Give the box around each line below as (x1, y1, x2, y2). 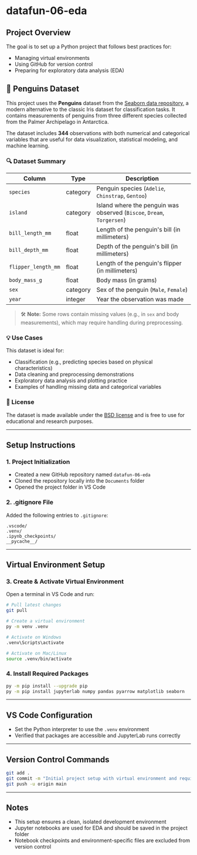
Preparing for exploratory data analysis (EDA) (14, 67, 124, 74)
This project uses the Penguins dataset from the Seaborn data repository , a (6, 99, 189, 106)
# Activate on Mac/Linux (6, 650, 67, 656)
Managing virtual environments (14, 55, 90, 61)
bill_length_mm (9, 230, 52, 237)
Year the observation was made (96, 295, 184, 304)
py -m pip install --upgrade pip (6, 683, 88, 689)
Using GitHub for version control (14, 60, 93, 68)
